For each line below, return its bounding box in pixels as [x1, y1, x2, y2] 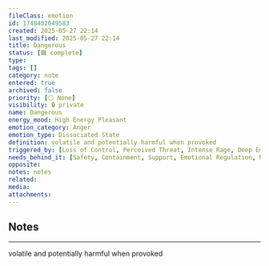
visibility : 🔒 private [8, 101, 84, 109]
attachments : [8, 190, 52, 199]
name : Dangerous [8, 109, 62, 117]
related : [8, 175, 38, 184]
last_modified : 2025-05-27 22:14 [8, 34, 120, 42]
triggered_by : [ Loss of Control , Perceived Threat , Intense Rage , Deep [8, 146, 252, 154]
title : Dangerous [8, 42, 66, 50]
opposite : [8, 161, 42, 169]
